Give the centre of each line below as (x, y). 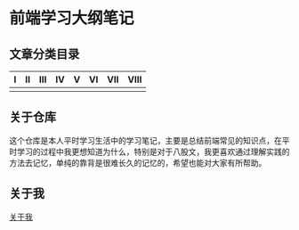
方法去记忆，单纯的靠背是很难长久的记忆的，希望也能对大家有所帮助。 (138, 162)
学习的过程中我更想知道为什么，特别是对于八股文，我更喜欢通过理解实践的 (153, 152)
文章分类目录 (44, 54)
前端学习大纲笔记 (72, 18)
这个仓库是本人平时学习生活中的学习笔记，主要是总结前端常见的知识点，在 (145, 140)
